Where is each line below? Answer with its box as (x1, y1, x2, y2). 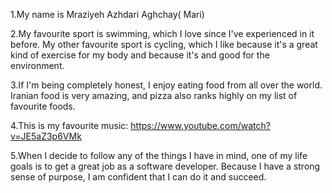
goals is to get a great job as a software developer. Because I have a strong (10, 160, 321, 172)
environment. (10, 60, 65, 71)
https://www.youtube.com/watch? (130, 120, 271, 131)
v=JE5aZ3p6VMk (10, 130, 82, 142)
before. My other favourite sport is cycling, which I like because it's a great (10, 39, 318, 50)
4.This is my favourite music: (10, 120, 129, 131)
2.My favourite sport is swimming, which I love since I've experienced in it (10, 28, 315, 39)
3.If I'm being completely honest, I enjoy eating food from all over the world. (10, 79, 323, 91)
